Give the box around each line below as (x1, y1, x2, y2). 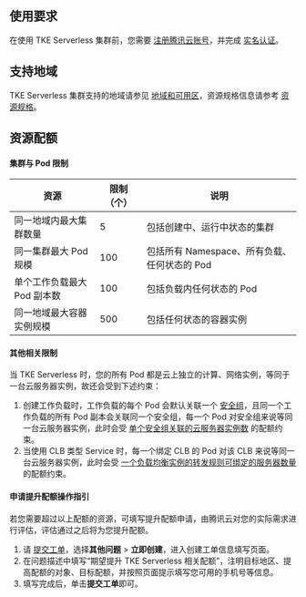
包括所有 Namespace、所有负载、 (146, 245, 292, 258)
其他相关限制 (9, 347, 57, 358)
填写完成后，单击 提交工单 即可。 (22, 578, 143, 589)
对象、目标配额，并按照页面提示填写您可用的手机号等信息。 (54, 566, 279, 577)
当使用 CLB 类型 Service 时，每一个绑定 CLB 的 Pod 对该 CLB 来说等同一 (22, 446, 295, 457)
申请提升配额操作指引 (9, 491, 89, 502)
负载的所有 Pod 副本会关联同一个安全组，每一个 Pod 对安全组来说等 (30, 411, 285, 422)
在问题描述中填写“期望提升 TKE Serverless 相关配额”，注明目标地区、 (22, 555, 284, 566)
